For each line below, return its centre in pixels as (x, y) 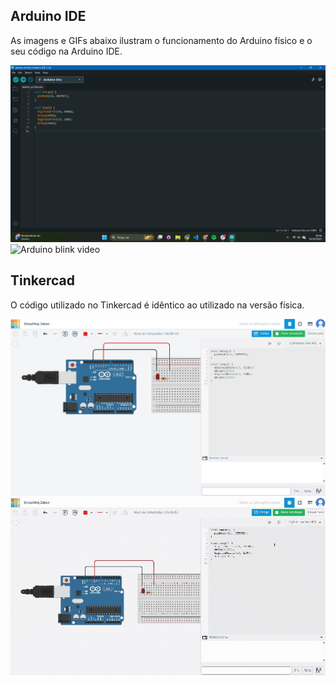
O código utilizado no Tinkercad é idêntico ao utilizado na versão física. (157, 305)
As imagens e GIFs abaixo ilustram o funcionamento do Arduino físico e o (161, 40)
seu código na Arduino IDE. (66, 51)
